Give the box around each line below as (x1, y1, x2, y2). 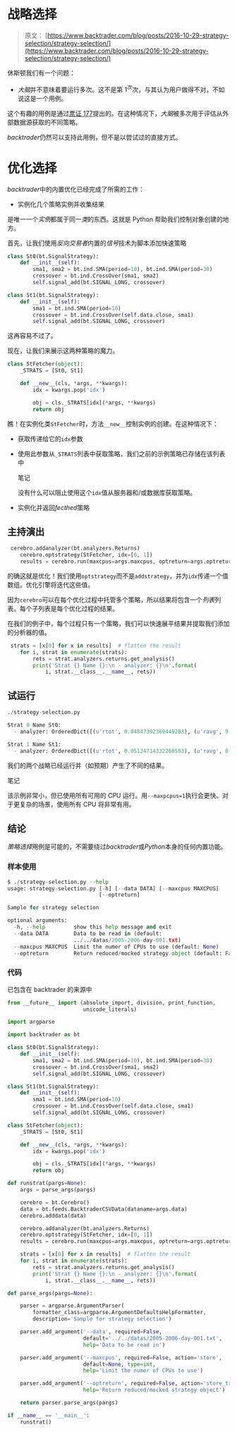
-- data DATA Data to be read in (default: (13, 930, 162, 937)
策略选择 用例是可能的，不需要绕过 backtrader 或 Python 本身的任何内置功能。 (7, 842, 227, 851)
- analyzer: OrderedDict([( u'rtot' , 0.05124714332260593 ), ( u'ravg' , (13, 747, 222, 755)
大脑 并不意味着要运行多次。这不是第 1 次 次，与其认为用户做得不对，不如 (17, 84, 226, 94)
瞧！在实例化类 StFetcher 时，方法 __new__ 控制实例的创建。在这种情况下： (7, 419, 219, 427)
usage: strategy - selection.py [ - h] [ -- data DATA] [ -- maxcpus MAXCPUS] (7, 885, 219, 892)
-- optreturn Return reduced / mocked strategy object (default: (13, 949, 222, 957)
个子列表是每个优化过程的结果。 (25, 604, 119, 612)
